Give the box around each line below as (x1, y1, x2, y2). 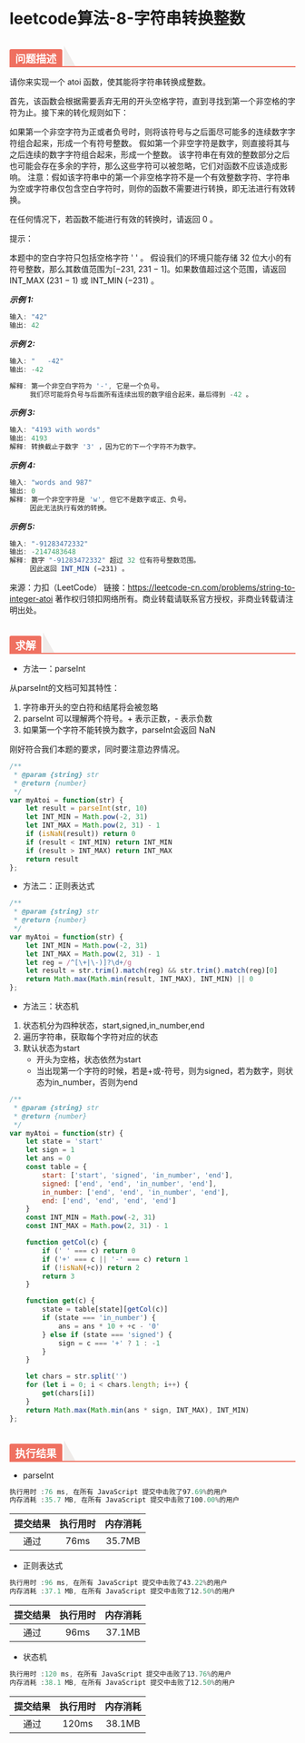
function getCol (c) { (25, 1238, 107, 1247)
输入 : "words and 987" (9, 478, 93, 487)
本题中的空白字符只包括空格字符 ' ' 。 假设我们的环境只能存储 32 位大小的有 (9, 252, 292, 263)
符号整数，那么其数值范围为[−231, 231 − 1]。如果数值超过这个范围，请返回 (9, 264, 287, 275)
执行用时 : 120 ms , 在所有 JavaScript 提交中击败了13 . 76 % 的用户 (9, 1669, 231, 1679)
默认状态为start (22, 1043, 80, 1054)
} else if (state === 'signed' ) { (42, 1330, 172, 1339)
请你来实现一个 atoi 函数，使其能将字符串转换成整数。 (9, 76, 211, 87)
